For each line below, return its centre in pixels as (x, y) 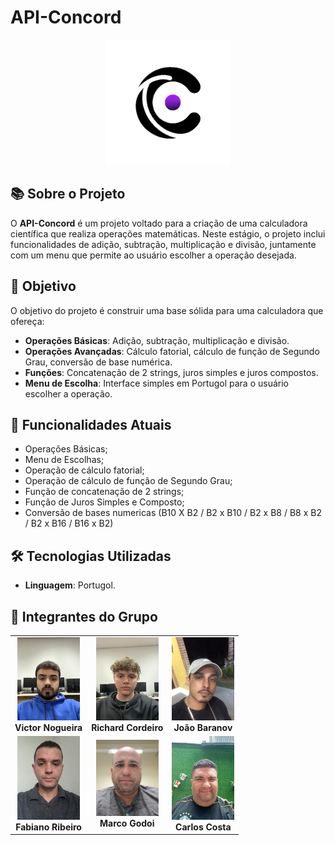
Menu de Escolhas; (64, 460)
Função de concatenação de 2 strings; (104, 492)
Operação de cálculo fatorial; (84, 470)
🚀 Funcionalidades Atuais (91, 424)
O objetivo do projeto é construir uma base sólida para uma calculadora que (167, 310)
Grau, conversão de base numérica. (98, 362)
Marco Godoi (127, 823)
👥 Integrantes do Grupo (84, 616)
